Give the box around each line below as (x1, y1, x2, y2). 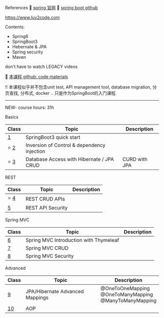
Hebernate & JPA (12, 44, 47, 49)
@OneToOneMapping (100, 285, 150, 292)
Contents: (5, 24, 25, 30)
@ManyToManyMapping (100, 297, 157, 304)
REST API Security (25, 205, 68, 211)
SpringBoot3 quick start (25, 134, 81, 141)
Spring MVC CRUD (25, 245, 69, 251)
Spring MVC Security (25, 253, 74, 259)
